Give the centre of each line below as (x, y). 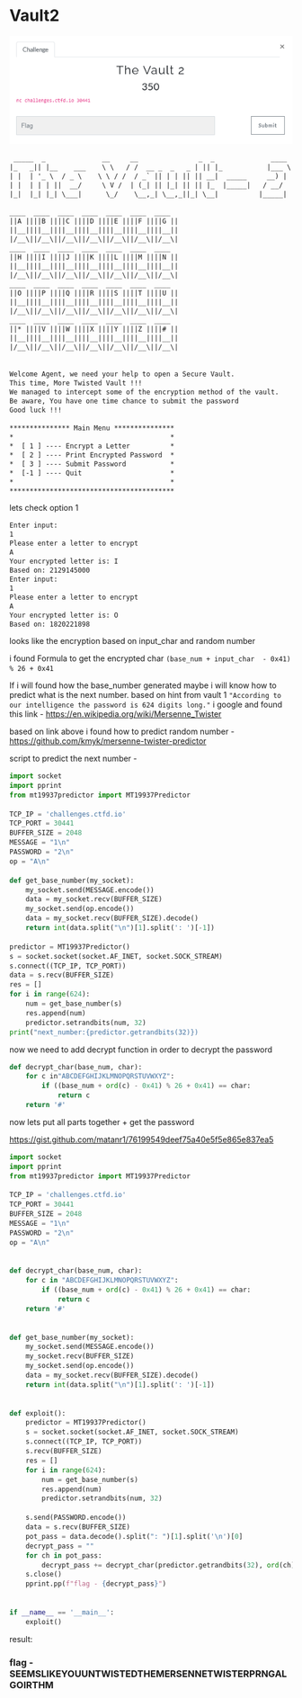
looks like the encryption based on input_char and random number (133, 641)
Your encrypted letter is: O (64, 616)
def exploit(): (38, 1413)
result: (21, 1639)
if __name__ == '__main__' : (62, 1612)
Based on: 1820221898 (50, 625)
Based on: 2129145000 (50, 571)
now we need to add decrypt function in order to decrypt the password (141, 1050)
